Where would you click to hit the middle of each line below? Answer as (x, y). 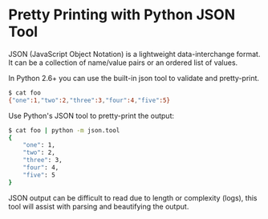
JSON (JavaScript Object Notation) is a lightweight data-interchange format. (134, 54)
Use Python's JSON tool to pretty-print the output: (91, 116)
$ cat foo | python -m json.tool (64, 130)
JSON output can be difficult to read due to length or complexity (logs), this (133, 197)
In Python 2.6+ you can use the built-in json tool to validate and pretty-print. (134, 78)
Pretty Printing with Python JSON (122, 15)
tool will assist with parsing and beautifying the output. (99, 206)
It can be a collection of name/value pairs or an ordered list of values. (123, 63)
